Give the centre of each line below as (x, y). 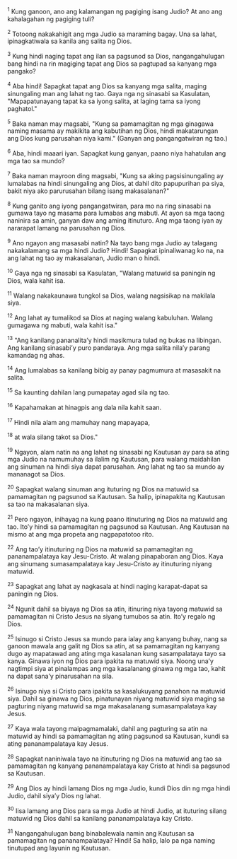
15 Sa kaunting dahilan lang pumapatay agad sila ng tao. (89, 392)
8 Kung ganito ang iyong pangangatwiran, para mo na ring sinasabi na (109, 205)
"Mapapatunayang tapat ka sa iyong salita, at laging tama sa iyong (104, 101)
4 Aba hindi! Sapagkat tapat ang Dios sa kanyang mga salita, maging (107, 86)
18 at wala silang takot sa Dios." (53, 436)
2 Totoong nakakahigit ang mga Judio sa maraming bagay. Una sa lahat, (112, 33)
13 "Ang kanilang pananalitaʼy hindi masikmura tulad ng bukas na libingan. (114, 339)
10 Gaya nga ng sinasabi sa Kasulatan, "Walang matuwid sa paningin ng (111, 272)
